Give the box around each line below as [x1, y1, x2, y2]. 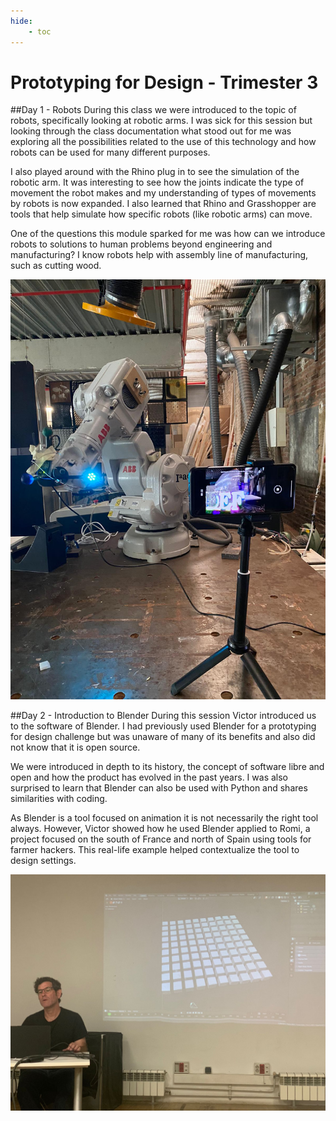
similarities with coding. [10, 793, 108, 805]
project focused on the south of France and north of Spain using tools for [10, 833, 312, 845]
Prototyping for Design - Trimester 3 [10, 71, 319, 94]
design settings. [10, 855, 77, 867]
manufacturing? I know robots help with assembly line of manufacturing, [10, 249, 309, 261]
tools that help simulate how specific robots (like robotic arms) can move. [10, 208, 313, 220]
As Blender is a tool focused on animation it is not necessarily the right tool [10, 812, 319, 824]
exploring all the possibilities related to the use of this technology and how [10, 136, 317, 148]
